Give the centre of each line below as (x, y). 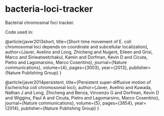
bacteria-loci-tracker (49, 9)
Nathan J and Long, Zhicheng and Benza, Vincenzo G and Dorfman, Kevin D (82, 93)
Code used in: (19, 32)
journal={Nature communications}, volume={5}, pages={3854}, (69, 103)
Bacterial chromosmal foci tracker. (40, 23)
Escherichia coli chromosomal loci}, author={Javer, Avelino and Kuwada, (79, 87)
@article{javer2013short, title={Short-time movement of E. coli (68, 41)
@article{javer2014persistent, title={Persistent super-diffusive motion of (78, 82)
